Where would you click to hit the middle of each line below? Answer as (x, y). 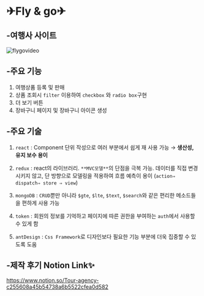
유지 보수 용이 (31, 155)
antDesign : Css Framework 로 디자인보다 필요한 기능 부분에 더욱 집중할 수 (102, 237)
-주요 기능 (24, 71)
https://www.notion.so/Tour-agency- (53, 281)
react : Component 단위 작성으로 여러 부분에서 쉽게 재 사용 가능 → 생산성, (104, 147)
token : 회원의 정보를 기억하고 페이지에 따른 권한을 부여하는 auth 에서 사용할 (105, 216)
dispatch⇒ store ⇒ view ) (47, 183)
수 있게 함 (27, 223)
